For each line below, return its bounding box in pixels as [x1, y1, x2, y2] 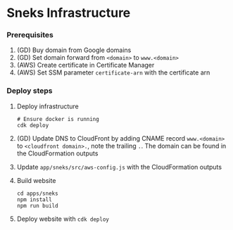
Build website [16, 176, 56, 184]
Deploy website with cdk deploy [16, 215, 110, 223]
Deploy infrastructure [16, 102, 79, 110]
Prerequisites [6, 30, 53, 40]
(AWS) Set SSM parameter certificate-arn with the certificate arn [16, 68, 210, 77]
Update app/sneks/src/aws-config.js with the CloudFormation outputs [16, 162, 222, 171]
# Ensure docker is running [16, 115, 99, 122]
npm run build [16, 202, 58, 209]
